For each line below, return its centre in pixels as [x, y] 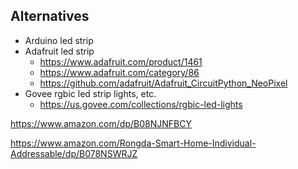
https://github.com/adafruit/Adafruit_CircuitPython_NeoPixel [163, 83]
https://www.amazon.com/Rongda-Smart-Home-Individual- [133, 143]
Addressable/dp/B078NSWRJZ [74, 153]
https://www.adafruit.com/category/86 [119, 72]
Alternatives [50, 16]
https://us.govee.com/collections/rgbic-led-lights [141, 104]
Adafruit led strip [59, 51]
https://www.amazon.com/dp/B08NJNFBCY [101, 123]
